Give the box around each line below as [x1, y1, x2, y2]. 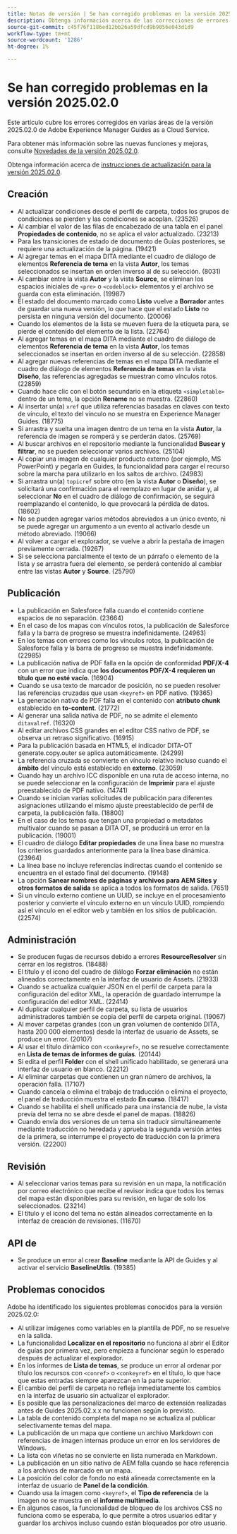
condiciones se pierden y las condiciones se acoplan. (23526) [17, 215, 199, 223]
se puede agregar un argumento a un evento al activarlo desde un [17, 521, 210, 530]
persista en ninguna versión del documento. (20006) [17, 312, 171, 320]
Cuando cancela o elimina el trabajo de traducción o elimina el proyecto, [17, 1087, 228, 1096]
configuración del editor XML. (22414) [17, 998, 128, 1006]
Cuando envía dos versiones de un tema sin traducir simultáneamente [17, 1118, 221, 1126]
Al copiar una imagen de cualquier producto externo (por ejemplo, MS [17, 454, 221, 463]
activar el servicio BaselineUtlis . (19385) [17, 1264, 136, 1272]
